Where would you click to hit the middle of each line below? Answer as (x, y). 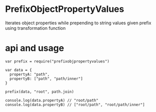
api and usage (35, 48)
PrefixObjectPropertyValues (65, 9)
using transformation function (35, 28)
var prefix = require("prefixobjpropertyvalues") (57, 61)
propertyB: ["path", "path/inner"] (46, 79)
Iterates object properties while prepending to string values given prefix (78, 23)
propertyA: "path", (30, 74)
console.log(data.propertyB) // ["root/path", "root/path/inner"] (75, 105)
